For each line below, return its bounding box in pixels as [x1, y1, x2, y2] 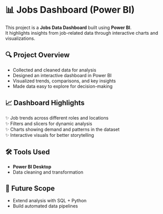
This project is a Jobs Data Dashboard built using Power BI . [5, 24, 132, 31]
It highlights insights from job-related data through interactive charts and [5, 30, 158, 36]
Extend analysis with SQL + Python [12, 198, 87, 204]
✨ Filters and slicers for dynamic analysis [5, 121, 92, 127]
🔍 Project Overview [5, 51, 70, 59]
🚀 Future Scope [5, 184, 55, 193]
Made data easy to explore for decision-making [12, 83, 113, 89]
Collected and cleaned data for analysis [12, 67, 97, 73]
